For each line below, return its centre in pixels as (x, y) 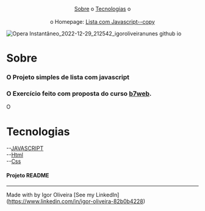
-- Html (15, 155)
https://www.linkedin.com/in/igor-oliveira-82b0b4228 (76, 201)
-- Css (14, 162)
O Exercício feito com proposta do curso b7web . (79, 94)
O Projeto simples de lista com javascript (68, 77)
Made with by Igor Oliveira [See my (50, 195)
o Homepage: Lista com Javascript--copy (103, 22)
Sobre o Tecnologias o (103, 9)
